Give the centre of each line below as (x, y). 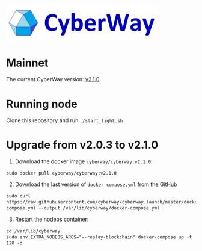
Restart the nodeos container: (52, 219)
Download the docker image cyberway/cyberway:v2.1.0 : (84, 161)
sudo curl (19, 196)
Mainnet (27, 63)
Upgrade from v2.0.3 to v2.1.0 (82, 145)
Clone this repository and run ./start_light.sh (65, 120)
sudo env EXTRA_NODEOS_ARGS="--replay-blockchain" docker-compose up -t (99, 237)
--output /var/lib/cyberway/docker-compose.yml (99, 208)
